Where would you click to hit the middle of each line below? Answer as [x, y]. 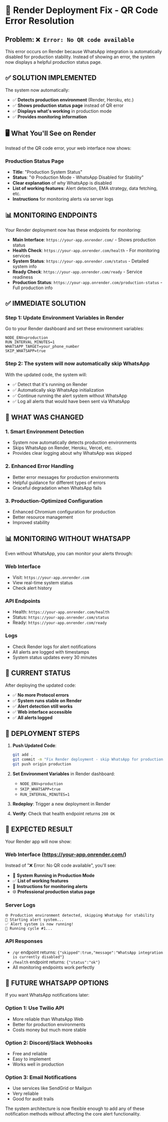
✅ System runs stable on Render [47, 700]
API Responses [24, 941]
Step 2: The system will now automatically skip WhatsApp [77, 363]
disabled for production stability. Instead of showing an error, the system [80, 57]
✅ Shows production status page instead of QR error [68, 105]
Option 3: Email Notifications [41, 1077]
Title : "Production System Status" [47, 172]
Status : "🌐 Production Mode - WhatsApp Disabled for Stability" [78, 177]
